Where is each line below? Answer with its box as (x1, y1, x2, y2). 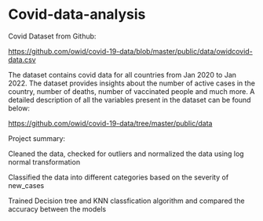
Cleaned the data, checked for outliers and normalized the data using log (8, 149, 245, 158)
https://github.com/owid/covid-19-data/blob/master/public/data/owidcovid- (8, 46, 253, 56)
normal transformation (8, 157, 81, 166)
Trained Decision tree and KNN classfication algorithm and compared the (8, 196, 245, 205)
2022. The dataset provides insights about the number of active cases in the (8, 78, 255, 88)
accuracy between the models (8, 204, 107, 213)
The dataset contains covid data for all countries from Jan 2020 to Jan (8, 70, 237, 79)
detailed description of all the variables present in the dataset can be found (8, 95, 251, 104)
